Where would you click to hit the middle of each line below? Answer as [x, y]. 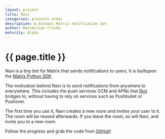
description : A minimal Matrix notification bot [56, 23]
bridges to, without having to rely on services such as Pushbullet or [74, 96]
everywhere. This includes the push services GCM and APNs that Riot [76, 91]
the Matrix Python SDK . [29, 76]
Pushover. [15, 101]
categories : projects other [34, 19]
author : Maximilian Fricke [33, 28]
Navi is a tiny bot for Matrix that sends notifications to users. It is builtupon [81, 71]
